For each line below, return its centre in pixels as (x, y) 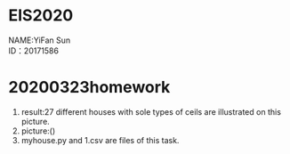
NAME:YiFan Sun (40, 40)
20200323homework (89, 88)
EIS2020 (41, 16)
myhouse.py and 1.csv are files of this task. (100, 140)
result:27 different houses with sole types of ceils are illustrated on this (151, 111)
